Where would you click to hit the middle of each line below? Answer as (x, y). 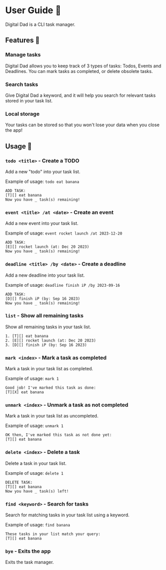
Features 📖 (23, 40)
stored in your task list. (29, 100)
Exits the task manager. (30, 562)
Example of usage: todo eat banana (42, 181)
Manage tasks (23, 55)
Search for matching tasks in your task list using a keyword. (68, 515)
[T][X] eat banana (25, 392)
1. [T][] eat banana (27, 336)
